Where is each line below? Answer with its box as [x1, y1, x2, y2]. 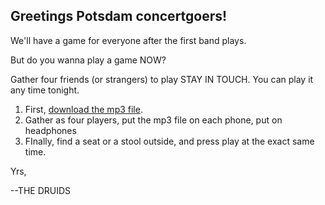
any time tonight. [10, 84, 80, 96]
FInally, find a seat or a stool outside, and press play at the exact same [24, 135, 315, 147]
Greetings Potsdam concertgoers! [10, 8, 228, 25]
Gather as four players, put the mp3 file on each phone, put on [24, 114, 283, 126]
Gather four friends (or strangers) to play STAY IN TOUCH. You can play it [10, 73, 314, 85]
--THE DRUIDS [10, 184, 72, 196]
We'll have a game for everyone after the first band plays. [10, 34, 247, 46]
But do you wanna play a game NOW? [10, 54, 167, 66]
